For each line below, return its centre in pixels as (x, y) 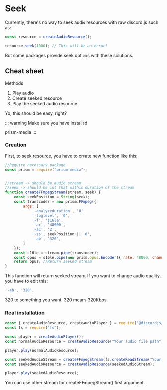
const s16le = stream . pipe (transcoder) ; (56, 253)
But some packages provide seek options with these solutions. (69, 55)
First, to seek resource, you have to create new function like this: (71, 156)
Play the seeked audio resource (45, 103)
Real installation (25, 313)
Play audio (23, 93)
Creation (16, 145)
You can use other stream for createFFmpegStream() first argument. (75, 383)
